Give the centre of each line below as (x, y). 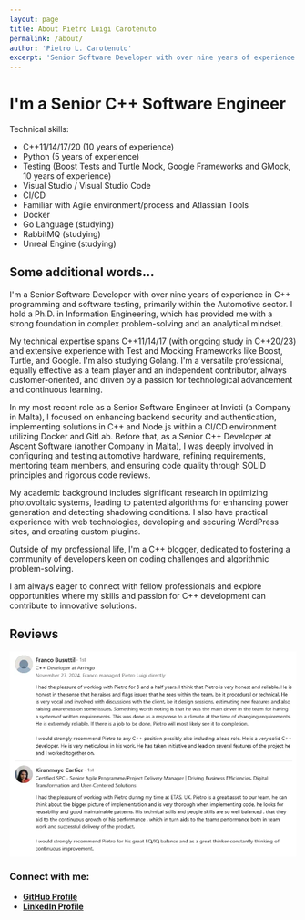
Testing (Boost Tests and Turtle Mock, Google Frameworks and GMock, (157, 166)
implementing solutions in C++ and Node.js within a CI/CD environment (143, 426)
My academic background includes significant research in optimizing (139, 492)
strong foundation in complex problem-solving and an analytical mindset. (147, 323)
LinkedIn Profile (53, 906)
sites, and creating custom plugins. (75, 531)
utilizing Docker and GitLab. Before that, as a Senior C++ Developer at (141, 436)
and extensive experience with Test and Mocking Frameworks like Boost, (146, 350)
